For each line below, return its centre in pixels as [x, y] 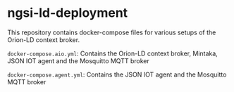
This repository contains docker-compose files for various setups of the [112, 32]
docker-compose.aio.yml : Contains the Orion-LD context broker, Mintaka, [113, 53]
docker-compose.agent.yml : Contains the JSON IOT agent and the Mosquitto [117, 74]
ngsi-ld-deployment [68, 13]
